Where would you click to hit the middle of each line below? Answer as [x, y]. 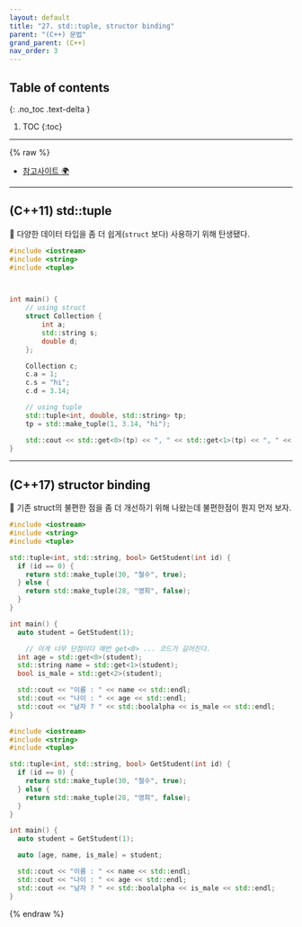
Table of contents [59, 88]
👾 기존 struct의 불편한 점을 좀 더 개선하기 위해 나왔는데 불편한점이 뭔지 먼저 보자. [151, 508]
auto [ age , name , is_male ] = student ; [90, 855]
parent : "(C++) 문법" [48, 34]
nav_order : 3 [34, 51]
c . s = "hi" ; [48, 383]
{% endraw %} [37, 914]
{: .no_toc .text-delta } [50, 109]
